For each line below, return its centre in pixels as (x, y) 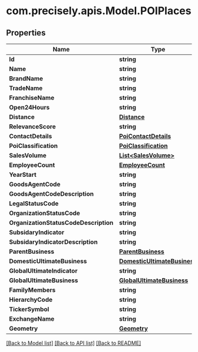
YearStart (23, 175)
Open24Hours (29, 107)
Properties (26, 33)
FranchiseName (32, 98)
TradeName (26, 88)
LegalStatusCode (34, 204)
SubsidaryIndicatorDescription (54, 242)
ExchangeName (32, 319)
